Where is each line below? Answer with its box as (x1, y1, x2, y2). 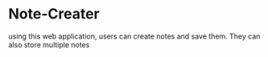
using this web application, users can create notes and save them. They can (8, 31, 261, 41)
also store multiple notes (8, 39, 90, 49)
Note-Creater (8, 5, 100, 23)
